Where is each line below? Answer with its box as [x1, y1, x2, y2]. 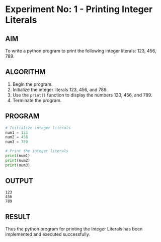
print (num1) [5, 153, 30, 158]
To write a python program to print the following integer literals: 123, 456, [5, 48, 156, 54]
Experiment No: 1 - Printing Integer [5, 4, 153, 15]
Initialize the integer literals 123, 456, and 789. [12, 86, 108, 92]
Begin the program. [12, 81, 53, 87]
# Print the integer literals [5, 149, 69, 154]
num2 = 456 [5, 135, 28, 140]
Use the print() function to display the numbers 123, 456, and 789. [12, 92, 152, 98]
